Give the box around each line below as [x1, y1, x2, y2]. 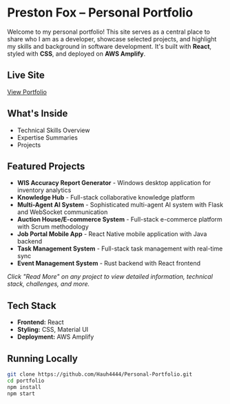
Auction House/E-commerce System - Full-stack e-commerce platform [17, 215, 222, 224]
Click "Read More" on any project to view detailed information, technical [7, 273, 213, 281]
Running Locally [7, 352, 78, 364]
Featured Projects [7, 160, 85, 172]
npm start [7, 390, 36, 397]
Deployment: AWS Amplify [17, 332, 94, 341]
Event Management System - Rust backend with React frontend [17, 259, 201, 268]
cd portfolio [7, 377, 45, 384]
